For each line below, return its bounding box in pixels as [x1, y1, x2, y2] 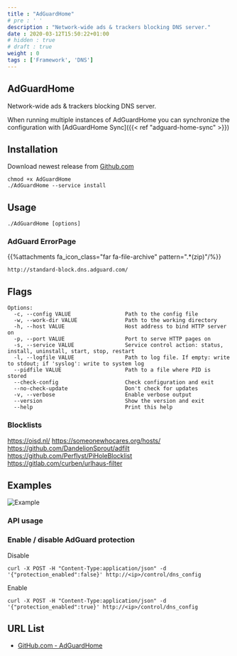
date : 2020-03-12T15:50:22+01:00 [7, 30, 110, 38]
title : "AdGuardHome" [7, 10, 75, 18]
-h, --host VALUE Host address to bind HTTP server [13, 323, 227, 330]
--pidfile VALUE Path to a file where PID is [13, 367, 211, 374]
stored [7, 373, 27, 380]
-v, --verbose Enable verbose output [13, 391, 192, 399]
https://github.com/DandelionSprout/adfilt [7, 444, 130, 452]
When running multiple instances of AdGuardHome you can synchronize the [7, 115, 231, 124]
